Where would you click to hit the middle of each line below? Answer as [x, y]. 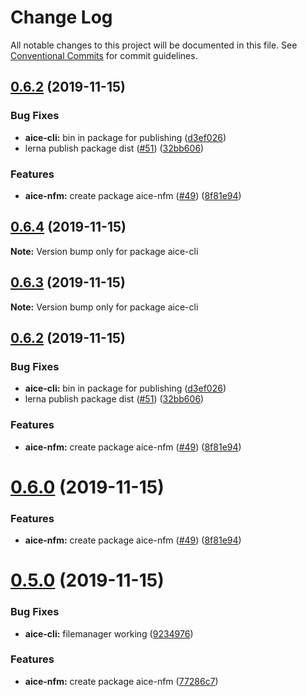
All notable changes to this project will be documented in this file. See [154, 45]
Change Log [61, 17]
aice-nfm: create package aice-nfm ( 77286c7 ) [121, 681]
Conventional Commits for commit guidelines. [104, 55]
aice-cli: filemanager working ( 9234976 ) [109, 633]
